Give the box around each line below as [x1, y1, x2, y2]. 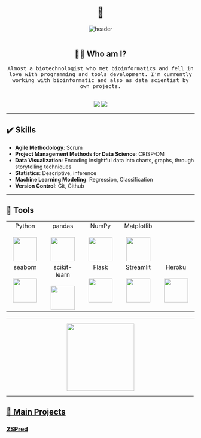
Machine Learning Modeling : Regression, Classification [14, 176, 154, 183]
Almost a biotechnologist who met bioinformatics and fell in [7, 65, 194, 71]
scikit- [53, 263, 73, 271]
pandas [52, 222, 74, 230]
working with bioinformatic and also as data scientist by [11, 77, 189, 83]
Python [14, 222, 35, 230]
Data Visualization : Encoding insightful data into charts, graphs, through [14, 156, 194, 164]
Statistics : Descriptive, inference [14, 169, 97, 176]
